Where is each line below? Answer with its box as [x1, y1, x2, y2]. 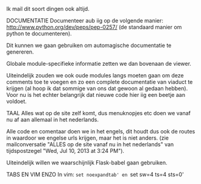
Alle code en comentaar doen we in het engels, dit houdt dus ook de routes [6, 128, 196, 135]
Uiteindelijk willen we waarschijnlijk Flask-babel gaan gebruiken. [6, 159, 167, 166]
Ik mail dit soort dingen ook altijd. [6, 5, 90, 12]
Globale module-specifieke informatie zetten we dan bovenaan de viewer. [6, 60, 192, 67]
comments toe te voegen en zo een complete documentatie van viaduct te [6, 79, 193, 85]
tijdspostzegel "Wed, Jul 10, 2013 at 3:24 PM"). [6, 147, 125, 154]
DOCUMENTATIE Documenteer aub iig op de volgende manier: [6, 17, 163, 24]
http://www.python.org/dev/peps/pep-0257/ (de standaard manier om [6, 24, 182, 30]
